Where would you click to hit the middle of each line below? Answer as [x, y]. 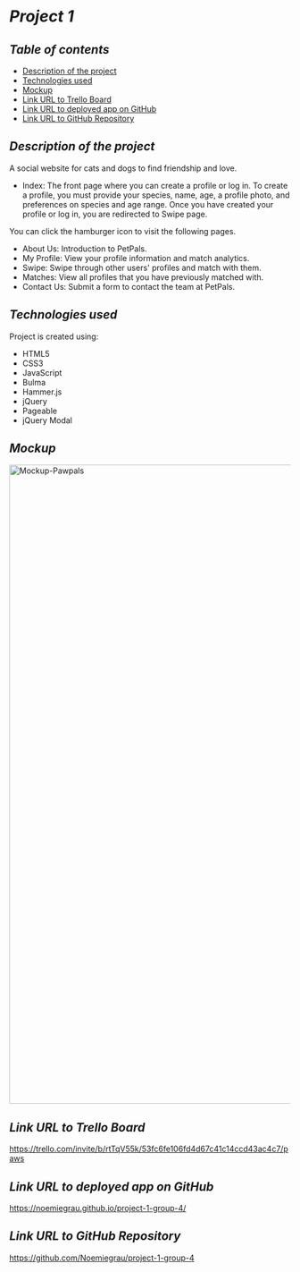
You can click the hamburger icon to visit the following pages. [123, 231]
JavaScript [42, 372]
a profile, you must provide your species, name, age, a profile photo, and [156, 195]
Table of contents [59, 50]
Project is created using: [54, 336]
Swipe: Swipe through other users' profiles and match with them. [142, 267]
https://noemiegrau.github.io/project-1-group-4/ [98, 1208]
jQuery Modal [47, 420]
